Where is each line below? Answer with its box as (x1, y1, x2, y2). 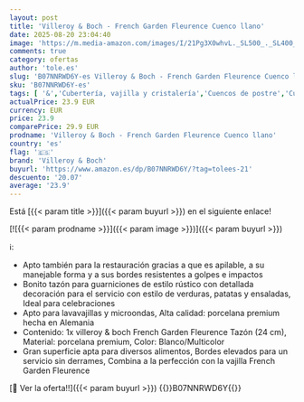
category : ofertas (9, 55, 79, 64)
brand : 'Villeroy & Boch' (9, 155, 107, 165)
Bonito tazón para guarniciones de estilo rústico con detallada (22, 279, 254, 290)
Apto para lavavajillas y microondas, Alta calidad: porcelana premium (22, 308, 280, 319)
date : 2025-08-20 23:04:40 (9, 30, 111, 39)
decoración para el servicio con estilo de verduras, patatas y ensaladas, (22, 288, 291, 299)
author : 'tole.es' (9, 64, 79, 73)
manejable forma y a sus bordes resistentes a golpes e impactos (22, 269, 264, 280)
